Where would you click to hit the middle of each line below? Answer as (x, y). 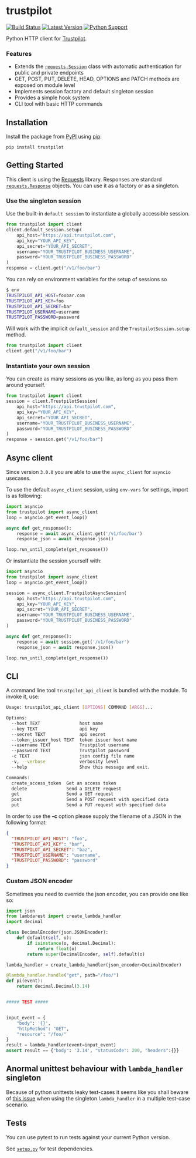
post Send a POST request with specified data (90, 800)
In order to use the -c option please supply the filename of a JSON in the (94, 816)
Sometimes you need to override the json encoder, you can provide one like (97, 894)
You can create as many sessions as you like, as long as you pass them (92, 379)
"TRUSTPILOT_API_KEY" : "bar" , (48, 844)
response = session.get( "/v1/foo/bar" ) (55, 440)
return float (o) (57, 949)
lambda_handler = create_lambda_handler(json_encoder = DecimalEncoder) (94, 965)
